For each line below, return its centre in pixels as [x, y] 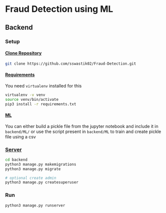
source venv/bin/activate [32, 99]
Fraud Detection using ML [59, 9]
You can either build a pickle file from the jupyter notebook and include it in [82, 126]
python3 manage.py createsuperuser [42, 182]
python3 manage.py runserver [35, 205]
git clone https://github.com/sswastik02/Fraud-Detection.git [71, 64]
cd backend [16, 160]
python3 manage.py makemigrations [41, 164]
